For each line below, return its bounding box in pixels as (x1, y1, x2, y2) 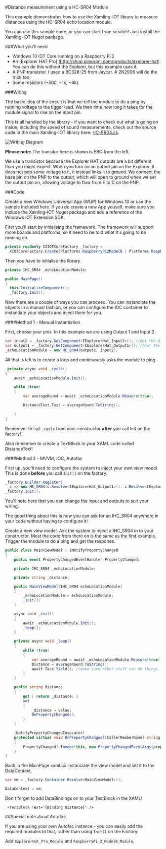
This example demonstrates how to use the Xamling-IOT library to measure (5, 14, 158, 19)
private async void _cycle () (7, 366, 68, 371)
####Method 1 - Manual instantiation (5, 320, 81, 326)
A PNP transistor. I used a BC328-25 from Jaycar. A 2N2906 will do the (12, 69, 158, 75)
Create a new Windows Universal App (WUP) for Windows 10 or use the (5, 198, 152, 204)
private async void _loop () (14, 639, 72, 644)
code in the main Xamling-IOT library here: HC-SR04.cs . (5, 130, 120, 135)
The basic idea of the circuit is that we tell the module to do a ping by (5, 99, 146, 105)
